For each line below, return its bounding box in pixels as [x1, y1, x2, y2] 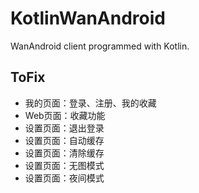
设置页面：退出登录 [24, 122, 105, 134]
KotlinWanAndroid [10, 7, 166, 30]
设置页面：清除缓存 [24, 147, 105, 159]
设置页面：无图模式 [24, 159, 105, 171]
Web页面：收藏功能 [24, 109, 106, 121]
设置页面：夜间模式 [24, 172, 105, 184]
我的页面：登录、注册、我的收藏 [24, 97, 157, 109]
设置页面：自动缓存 [24, 134, 105, 146]
